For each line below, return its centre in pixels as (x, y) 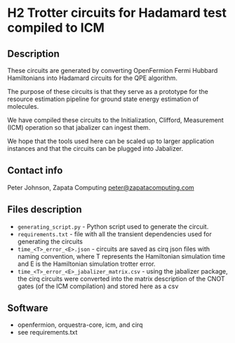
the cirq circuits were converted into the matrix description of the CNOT (121, 278)
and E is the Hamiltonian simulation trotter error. (86, 264)
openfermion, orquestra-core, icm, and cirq (80, 325)
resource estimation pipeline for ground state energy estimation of (103, 99)
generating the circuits (50, 241)
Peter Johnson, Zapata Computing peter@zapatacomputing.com (101, 187)
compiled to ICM (56, 28)
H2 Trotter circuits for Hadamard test (117, 13)
